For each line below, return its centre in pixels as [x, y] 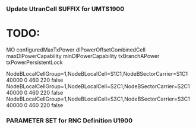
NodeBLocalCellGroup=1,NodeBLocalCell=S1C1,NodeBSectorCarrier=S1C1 [97, 73]
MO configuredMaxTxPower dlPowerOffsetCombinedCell [76, 50]
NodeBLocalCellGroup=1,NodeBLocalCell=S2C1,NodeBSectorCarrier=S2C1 [98, 86]
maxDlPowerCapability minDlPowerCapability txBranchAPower [83, 56]
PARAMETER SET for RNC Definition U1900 [69, 120]
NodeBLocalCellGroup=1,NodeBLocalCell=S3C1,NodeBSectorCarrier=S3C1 [98, 99]
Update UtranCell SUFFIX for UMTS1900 [65, 9]
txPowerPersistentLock [35, 62]
